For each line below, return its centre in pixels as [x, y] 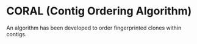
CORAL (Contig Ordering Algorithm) [99, 11]
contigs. [16, 34]
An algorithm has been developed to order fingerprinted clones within [94, 28]
